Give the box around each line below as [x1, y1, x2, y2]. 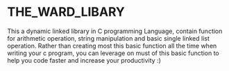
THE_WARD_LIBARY [7, 4, 125, 20]
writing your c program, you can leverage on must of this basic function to [7, 49, 220, 57]
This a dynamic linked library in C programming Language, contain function [7, 27, 223, 35]
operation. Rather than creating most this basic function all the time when [7, 41, 217, 50]
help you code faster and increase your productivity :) [7, 56, 161, 64]
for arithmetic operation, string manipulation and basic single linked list [7, 34, 210, 42]
